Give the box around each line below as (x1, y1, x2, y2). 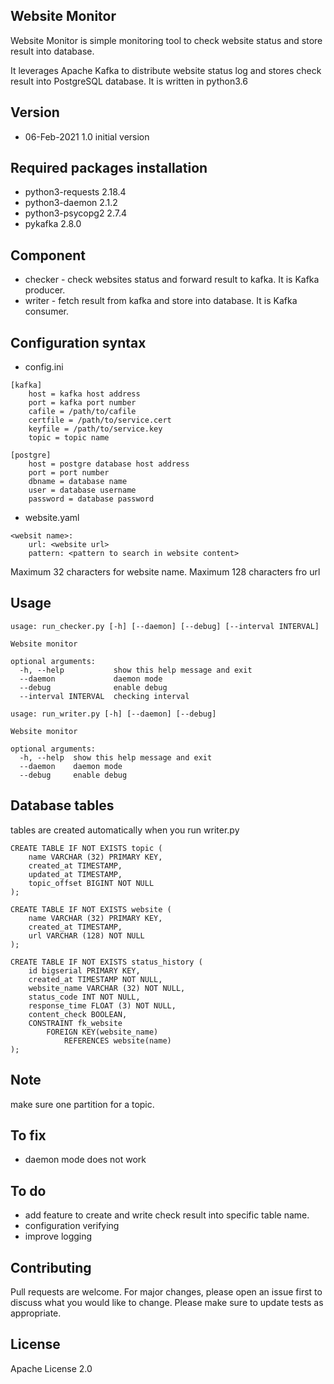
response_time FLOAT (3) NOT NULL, (28, 1000, 177, 1011)
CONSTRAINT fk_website (28, 1018, 123, 1028)
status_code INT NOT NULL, (28, 992, 141, 1002)
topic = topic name (28, 433, 110, 443)
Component (10, 247, 87, 264)
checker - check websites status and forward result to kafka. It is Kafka (24, 274, 320, 286)
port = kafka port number (28, 398, 137, 408)
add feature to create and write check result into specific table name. (24, 1209, 310, 1221)
